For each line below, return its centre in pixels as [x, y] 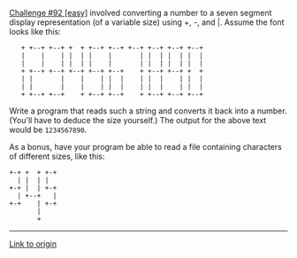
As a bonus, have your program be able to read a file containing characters [146, 147]
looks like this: [35, 31]
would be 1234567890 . [48, 129]
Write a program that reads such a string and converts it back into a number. [148, 111]
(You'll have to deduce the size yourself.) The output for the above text [138, 120]
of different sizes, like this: [57, 156]
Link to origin [33, 244]
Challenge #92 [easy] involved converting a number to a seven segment [141, 13]
